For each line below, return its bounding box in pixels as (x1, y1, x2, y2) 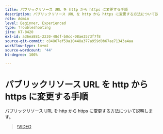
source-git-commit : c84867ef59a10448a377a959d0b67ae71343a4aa (5, 39, 133, 44)
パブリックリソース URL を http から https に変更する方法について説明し (5, 108, 149, 114)
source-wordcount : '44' (5, 48, 53, 52)
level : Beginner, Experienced (5, 20, 66, 26)
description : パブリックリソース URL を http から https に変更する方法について (5, 12, 155, 17)
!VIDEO (16, 124, 32, 130)
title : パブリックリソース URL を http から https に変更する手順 (5, 7, 128, 12)
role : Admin (5, 16, 29, 21)
